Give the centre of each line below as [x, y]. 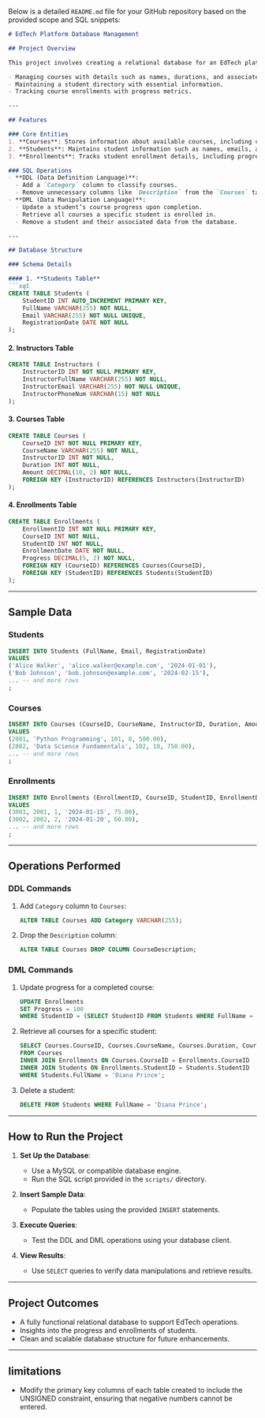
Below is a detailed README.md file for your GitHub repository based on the [127, 11]
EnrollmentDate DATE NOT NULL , [74, 551]
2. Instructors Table [41, 348]
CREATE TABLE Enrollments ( [54, 521]
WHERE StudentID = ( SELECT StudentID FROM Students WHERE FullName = [136, 1017]
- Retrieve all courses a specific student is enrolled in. [116, 215]
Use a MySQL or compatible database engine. [106, 1171]
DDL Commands [40, 889]
